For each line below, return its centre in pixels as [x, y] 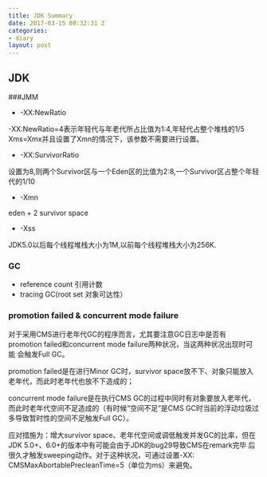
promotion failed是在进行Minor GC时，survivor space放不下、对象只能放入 [131, 371]
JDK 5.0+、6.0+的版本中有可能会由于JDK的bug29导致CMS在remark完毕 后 [132, 445]
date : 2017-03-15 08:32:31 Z [57, 23]
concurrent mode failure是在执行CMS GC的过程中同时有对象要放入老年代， [132, 398]
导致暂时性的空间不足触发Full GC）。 [74, 418]
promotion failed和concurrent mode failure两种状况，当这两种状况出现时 [127, 344]
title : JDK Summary [41, 16]
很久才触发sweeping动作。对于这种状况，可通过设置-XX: [102, 455]
